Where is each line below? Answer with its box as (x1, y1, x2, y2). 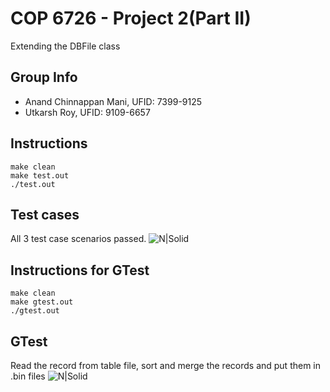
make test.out (10, 170, 70, 181)
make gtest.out (10, 297, 74, 307)
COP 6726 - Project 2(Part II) (10, 7, 252, 30)
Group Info (10, 69, 78, 86)
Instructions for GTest (10, 262, 150, 279)
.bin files (10, 370, 46, 382)
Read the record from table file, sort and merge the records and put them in (10, 360, 322, 371)
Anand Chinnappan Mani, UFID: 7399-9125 (24, 95, 203, 107)
